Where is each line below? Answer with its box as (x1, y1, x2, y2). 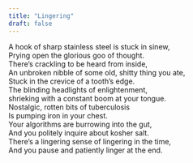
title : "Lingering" (8, 11, 75, 20)
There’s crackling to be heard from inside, (8, 58, 148, 69)
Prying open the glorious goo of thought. (8, 50, 144, 60)
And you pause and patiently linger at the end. (8, 145, 163, 155)
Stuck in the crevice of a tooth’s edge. (8, 76, 135, 86)
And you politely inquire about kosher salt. (8, 127, 150, 138)
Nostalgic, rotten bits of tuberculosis (8, 102, 131, 112)
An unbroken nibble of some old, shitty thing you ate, (8, 67, 186, 77)
